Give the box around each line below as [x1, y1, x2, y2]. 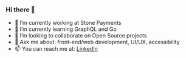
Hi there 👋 [5, 5, 36, 14]
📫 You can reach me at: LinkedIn [14, 45, 98, 53]
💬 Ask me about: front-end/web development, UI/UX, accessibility [14, 39, 180, 46]
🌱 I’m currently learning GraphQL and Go [14, 25, 117, 33]
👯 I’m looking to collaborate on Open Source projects [14, 32, 147, 39]
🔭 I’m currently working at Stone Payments [14, 19, 122, 27]
